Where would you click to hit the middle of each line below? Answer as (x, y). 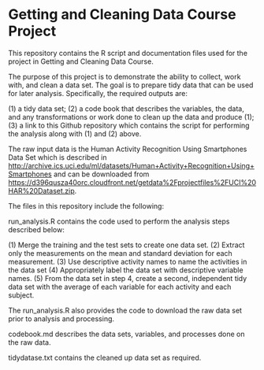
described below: (36, 229)
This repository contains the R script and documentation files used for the (128, 53)
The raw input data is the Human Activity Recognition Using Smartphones (128, 149)
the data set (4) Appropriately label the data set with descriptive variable (126, 270)
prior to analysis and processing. (61, 318)
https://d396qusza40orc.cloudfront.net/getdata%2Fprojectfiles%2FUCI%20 (132, 182)
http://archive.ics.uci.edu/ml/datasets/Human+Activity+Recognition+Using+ (131, 165)
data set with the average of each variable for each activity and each (120, 287)
